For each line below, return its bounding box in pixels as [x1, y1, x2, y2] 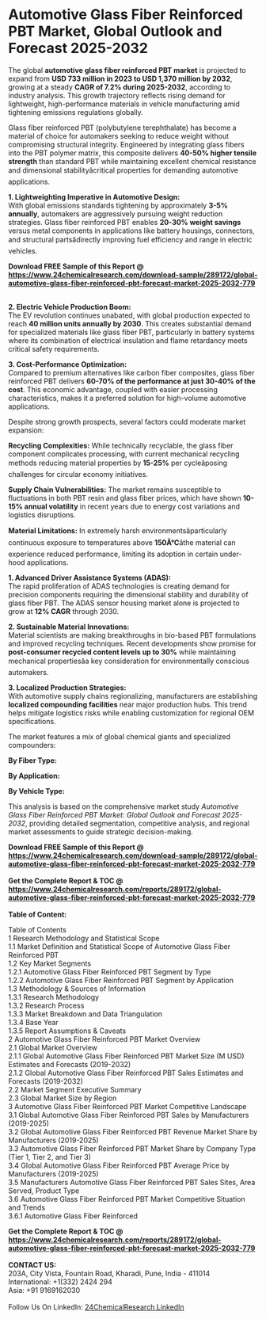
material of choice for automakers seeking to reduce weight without [8, 131, 230, 140]
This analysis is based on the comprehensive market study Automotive [8, 802, 239, 811]
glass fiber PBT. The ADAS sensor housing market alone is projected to [8, 598, 240, 608]
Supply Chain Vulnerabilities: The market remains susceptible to [8, 485, 222, 494]
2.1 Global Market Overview [8, 1043, 97, 1052]
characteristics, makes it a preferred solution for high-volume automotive [8, 393, 247, 402]
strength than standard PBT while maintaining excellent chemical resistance [8, 156, 256, 166]
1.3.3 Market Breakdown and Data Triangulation [8, 1008, 163, 1019]
